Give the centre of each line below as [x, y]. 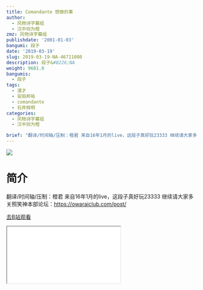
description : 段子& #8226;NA [41, 62]
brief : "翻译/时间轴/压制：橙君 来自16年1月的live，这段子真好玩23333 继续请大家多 [102, 136]
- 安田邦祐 [24, 96]
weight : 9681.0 [25, 68]
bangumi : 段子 [23, 46]
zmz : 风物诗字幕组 [27, 35]
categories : [21, 113]
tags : [13, 85]
